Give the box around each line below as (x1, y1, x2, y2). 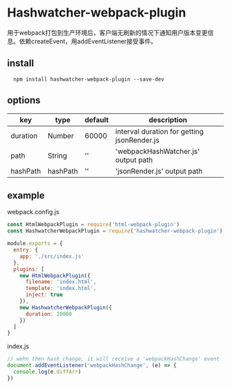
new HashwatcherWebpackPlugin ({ (19, 304, 112, 311)
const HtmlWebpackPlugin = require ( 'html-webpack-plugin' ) (7, 221, 180, 228)
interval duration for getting (115, 126, 204, 136)
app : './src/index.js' (19, 253, 85, 260)
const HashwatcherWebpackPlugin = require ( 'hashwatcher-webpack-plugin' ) (7, 227, 223, 235)
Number (47, 131, 74, 141)
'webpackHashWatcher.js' (115, 146, 200, 156)
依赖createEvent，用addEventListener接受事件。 (19, 37, 157, 45)
